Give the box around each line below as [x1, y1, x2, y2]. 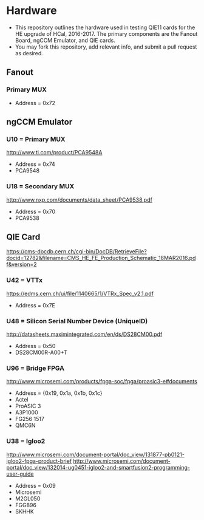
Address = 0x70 [15, 208, 56, 215]
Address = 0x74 [15, 160, 56, 168]
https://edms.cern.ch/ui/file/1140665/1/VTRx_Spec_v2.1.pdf [6, 290, 154, 297]
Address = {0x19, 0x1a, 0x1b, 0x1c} [15, 389, 103, 397]
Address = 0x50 [15, 343, 56, 350]
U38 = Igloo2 [6, 437, 46, 445]
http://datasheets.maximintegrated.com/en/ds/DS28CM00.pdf [6, 330, 163, 338]
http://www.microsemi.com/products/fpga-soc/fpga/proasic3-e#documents [6, 378, 197, 385]
